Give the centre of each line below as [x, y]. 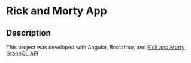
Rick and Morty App [57, 11]
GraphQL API [22, 53]
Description [28, 33]
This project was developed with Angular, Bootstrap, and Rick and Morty [95, 47]
